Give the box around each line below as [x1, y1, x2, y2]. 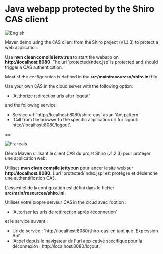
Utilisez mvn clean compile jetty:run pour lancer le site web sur [5, 165, 134, 171]
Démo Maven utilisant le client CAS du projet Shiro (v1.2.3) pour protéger [5, 150, 151, 156]
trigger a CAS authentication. [5, 64, 63, 70]
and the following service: [5, 102, 57, 108]
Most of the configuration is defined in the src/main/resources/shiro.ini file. [5, 74, 159, 79]
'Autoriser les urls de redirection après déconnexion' [12, 209, 118, 215]
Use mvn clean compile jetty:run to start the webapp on [5, 54, 119, 59]
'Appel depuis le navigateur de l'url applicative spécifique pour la [12, 238, 143, 244]
